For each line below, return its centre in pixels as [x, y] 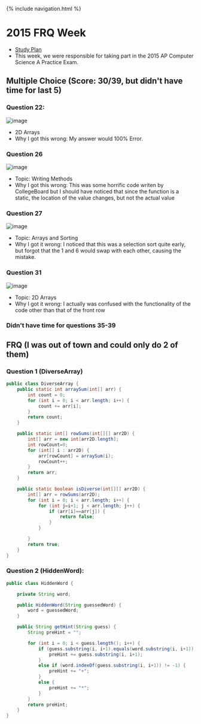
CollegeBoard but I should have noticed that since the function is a [97, 191]
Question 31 [24, 273]
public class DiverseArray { [42, 384]
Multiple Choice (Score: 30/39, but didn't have [95, 81]
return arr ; [43, 473]
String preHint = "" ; [55, 633]
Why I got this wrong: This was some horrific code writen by [89, 185]
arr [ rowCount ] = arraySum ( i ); [76, 456]
